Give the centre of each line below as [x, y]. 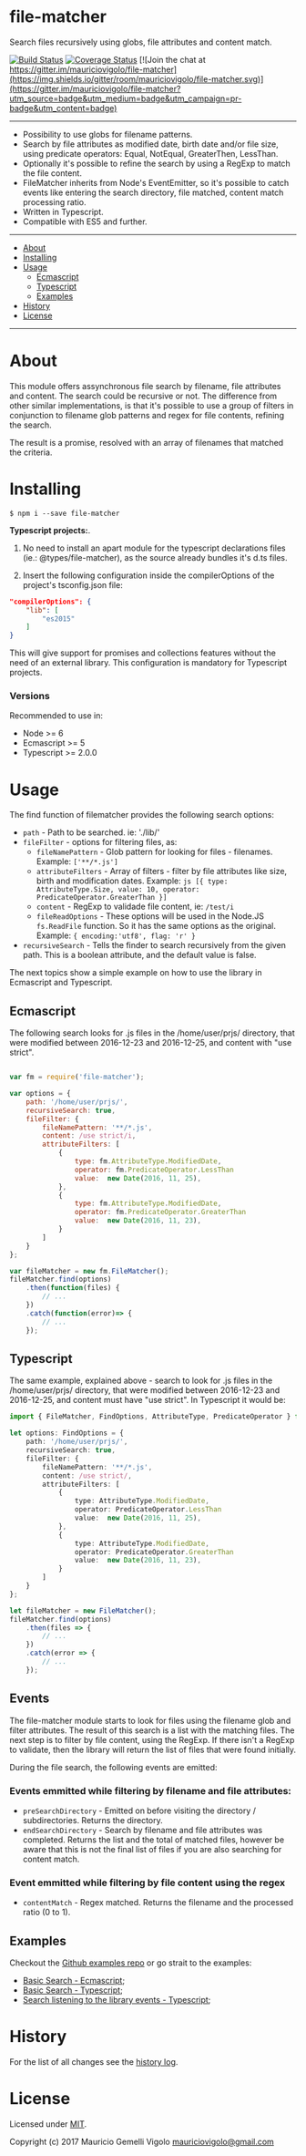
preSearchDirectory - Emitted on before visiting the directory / [139, 1810]
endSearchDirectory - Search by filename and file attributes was [143, 1830]
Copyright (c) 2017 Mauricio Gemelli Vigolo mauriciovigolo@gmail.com [142, 2141]
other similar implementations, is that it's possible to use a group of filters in [152, 405]
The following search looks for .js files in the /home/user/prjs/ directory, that [152, 1033]
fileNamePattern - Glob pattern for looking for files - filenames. [154, 852]
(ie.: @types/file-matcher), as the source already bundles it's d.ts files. [155, 557]
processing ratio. [54, 201]
